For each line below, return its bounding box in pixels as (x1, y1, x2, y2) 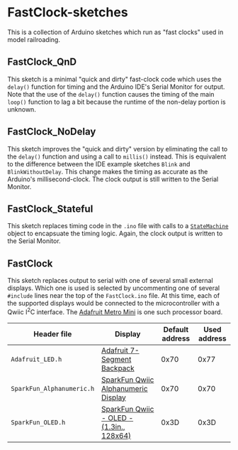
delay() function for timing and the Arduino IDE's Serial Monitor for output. (7, 82, 225, 91)
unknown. (7, 105, 37, 114)
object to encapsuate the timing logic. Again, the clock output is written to (7, 229, 223, 238)
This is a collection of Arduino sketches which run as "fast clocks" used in (7, 28, 224, 36)
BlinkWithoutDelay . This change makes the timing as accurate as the (7, 167, 208, 176)
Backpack (101, 363, 135, 373)
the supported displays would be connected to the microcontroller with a (7, 299, 220, 308)
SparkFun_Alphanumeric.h (11, 385, 95, 392)
